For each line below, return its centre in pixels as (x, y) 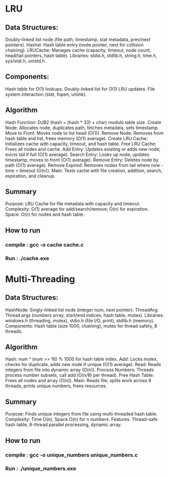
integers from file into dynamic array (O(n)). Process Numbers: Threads (79, 370)
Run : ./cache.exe (27, 258)
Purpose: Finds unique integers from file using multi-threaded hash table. (81, 414)
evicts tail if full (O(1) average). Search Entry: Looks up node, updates (77, 154)
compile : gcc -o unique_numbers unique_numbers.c (71, 455)
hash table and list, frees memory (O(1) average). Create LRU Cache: (76, 138)
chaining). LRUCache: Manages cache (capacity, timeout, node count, (78, 50)
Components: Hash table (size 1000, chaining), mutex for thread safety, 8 (81, 326)
